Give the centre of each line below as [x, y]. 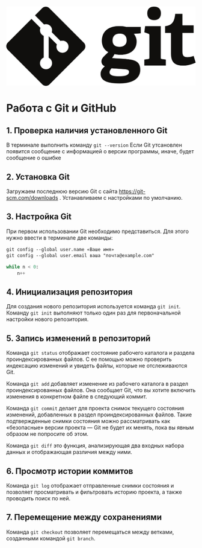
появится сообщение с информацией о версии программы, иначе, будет [100, 151]
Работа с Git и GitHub [61, 108]
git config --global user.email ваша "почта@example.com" [80, 255]
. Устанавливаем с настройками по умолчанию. [121, 197]
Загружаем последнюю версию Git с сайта [62, 191]
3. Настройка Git [39, 217]
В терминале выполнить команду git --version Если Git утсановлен [94, 145]
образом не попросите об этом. [47, 434]
